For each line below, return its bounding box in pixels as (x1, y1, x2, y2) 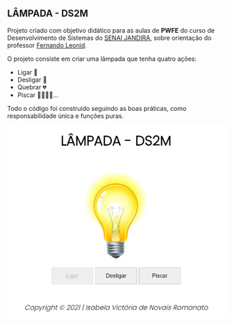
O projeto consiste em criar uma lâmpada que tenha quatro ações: (7, 54, 197, 63)
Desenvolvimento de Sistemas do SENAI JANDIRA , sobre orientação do (7, 33, 212, 42)
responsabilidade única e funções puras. (7, 112, 124, 120)
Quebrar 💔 (17, 82, 47, 91)
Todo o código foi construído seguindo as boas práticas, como (7, 104, 187, 112)
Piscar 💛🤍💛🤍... (17, 91, 59, 99)
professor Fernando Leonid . (7, 40, 87, 50)
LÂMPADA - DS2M (7, 8, 89, 20)
